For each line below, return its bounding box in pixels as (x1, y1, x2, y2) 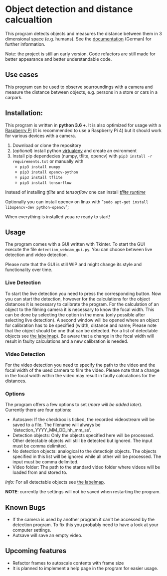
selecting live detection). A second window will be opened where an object (5, 317, 160, 323)
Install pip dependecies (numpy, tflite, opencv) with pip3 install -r (12, 153, 153, 159)
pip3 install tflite (19, 175, 63, 180)
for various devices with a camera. (5, 133, 76, 139)
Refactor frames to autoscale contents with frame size (12, 560, 124, 566)
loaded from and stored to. (12, 469, 68, 475)
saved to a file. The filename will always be (12, 422, 101, 428)
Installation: (5, 109, 43, 118)
